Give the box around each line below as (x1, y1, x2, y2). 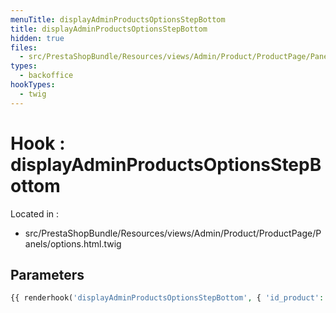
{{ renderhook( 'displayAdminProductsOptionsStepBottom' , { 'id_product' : (10, 293, 325, 303)
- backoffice (19, 71, 74, 81)
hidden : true (10, 33, 65, 43)
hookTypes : (10, 80, 56, 90)
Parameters (10, 266, 85, 283)
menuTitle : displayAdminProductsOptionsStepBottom (10, 14, 226, 25)
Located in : (10, 207, 60, 220)
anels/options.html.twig (24, 237, 122, 250)
